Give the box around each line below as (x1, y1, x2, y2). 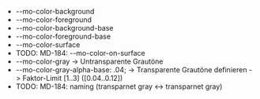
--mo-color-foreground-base (15, 31, 111, 41)
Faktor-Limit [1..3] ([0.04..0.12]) (22, 74, 123, 82)
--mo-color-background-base (15, 24, 114, 32)
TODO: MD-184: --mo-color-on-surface (15, 49, 146, 57)
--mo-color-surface (15, 40, 81, 49)
